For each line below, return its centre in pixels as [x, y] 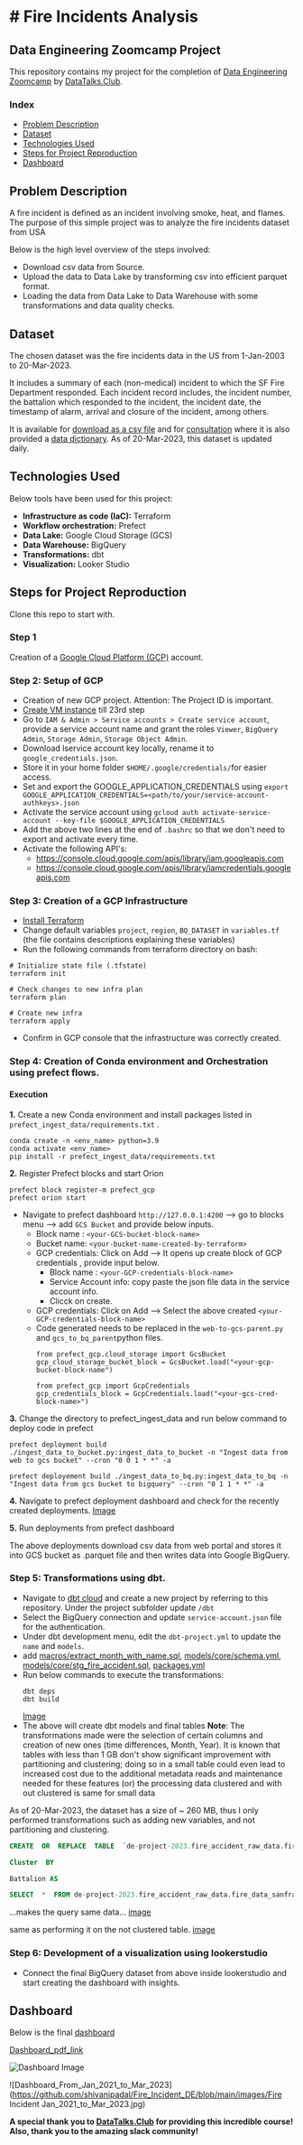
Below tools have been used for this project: [91, 498]
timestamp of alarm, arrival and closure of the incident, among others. [139, 411]
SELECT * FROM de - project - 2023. [74, 1895]
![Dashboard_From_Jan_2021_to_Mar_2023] [91, 2085]
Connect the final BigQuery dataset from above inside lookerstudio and [154, 1972]
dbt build [41, 1699]
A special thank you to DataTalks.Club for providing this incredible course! [151, 2122]
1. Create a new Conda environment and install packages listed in [131, 1114]
